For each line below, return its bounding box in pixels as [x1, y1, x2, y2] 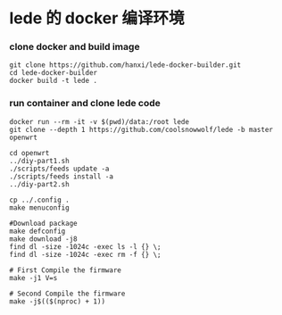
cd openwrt [9, 148, 50, 157]
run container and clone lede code [9, 97, 161, 110]
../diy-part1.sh [9, 156, 70, 165]
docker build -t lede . [9, 77, 98, 86]
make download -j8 [9, 234, 78, 244]
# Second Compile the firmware [9, 289, 126, 298]
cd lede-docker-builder [9, 69, 98, 78]
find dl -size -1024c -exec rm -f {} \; [9, 250, 162, 259]
